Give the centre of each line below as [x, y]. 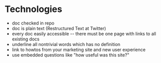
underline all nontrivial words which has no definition [66, 44]
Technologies [34, 9]
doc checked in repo [33, 23]
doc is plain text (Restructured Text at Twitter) [59, 28]
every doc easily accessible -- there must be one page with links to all [84, 33]
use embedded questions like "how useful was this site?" [71, 55]
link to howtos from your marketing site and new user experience [79, 49]
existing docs [26, 39]
